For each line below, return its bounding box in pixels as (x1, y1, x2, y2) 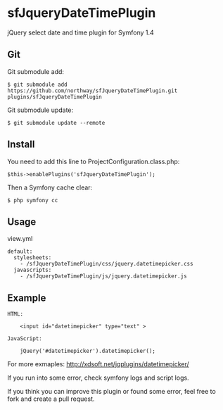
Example (7, 292, 46, 304)
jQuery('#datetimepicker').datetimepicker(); (20, 347, 156, 355)
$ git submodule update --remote (7, 119, 106, 126)
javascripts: (13, 266, 52, 274)
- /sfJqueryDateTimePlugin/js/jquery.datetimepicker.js (20, 273, 188, 280)
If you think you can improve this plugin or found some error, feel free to (7, 387, 216, 396)
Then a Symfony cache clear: (7, 183, 93, 192)
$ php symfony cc (7, 197, 58, 204)
